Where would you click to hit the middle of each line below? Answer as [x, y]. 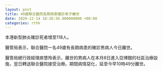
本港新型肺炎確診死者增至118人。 [38, 37]
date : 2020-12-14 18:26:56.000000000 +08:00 [51, 18]
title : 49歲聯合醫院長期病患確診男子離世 [42, 14]
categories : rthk [23, 23]
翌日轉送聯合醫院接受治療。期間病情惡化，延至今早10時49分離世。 [81, 64]
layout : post [18, 9]
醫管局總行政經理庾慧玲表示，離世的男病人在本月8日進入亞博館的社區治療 [79, 58]
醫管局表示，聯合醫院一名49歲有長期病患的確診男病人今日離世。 [70, 48]
